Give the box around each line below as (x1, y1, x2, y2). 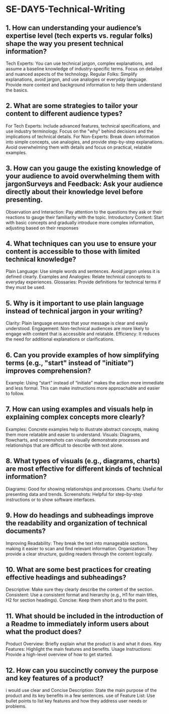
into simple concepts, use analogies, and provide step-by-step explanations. (6, 139, 164, 145)
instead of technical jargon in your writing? (6, 307, 143, 315)
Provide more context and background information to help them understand (6, 82, 162, 87)
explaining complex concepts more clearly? (6, 413, 145, 422)
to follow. (6, 390, 25, 396)
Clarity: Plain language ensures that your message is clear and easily (6, 320, 148, 326)
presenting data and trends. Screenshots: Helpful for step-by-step (6, 491, 142, 497)
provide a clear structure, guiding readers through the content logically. (6, 551, 153, 557)
